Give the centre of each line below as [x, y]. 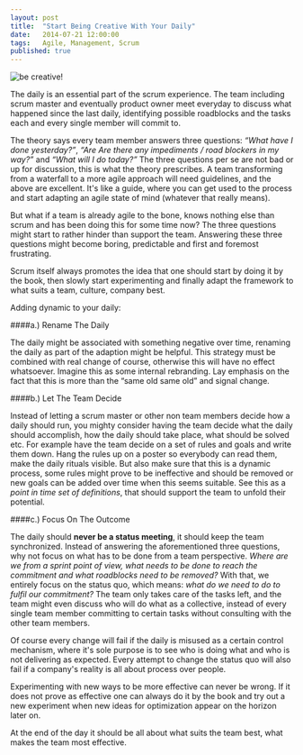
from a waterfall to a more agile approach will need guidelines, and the [141, 179]
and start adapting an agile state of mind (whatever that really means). [140, 198]
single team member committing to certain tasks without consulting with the [151, 614]
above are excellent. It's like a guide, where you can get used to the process [151, 188]
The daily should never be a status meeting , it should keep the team [137, 537]
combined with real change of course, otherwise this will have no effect [143, 362]
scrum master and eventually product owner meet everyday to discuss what [151, 104]
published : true [40, 51]
